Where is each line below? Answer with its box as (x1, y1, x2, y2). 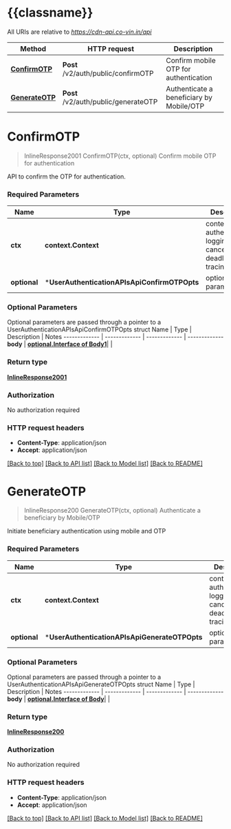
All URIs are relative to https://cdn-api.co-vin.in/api (7, 28, 152, 36)
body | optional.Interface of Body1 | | (7, 340, 113, 349)
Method (20, 43, 47, 53)
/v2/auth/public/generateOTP (62, 96, 158, 106)
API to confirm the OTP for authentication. (7, 172, 126, 181)
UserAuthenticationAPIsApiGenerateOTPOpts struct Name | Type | (7, 680, 195, 688)
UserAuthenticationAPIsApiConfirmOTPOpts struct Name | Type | (7, 325, 192, 334)
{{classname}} (7, 5, 93, 21)
